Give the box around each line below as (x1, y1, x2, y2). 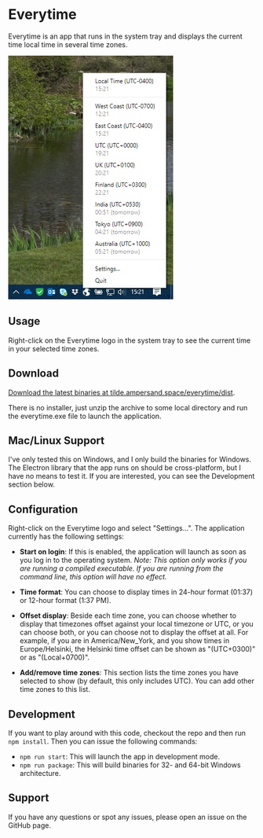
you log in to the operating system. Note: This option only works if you (19, 556, 247, 565)
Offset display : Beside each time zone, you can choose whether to (19, 611, 237, 620)
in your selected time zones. (8, 344, 100, 353)
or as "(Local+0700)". (19, 652, 90, 662)
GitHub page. (8, 820, 51, 830)
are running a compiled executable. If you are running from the (19, 564, 224, 573)
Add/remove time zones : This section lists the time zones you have (19, 668, 239, 678)
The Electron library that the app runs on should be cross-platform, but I (8, 463, 241, 472)
